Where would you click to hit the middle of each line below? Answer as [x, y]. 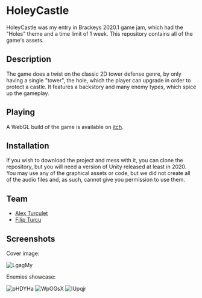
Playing [21, 112]
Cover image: [23, 253]
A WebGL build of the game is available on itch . [65, 127]
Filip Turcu [28, 220]
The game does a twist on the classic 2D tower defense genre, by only [94, 74]
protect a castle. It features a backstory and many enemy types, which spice [101, 87]
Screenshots [31, 239]
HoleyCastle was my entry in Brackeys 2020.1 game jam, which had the [95, 27]
